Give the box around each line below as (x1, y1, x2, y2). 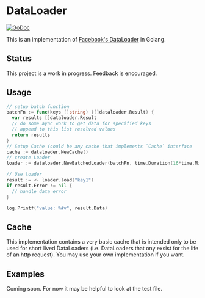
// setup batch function (6, 103, 70, 110)
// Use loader (6, 172, 43, 178)
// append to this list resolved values (12, 126, 116, 133)
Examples (6, 269, 45, 279)
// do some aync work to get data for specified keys (12, 120, 151, 127)
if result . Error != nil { (6, 183, 72, 189)
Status (6, 53, 32, 64)
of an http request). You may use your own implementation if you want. (6, 251, 185, 258)
